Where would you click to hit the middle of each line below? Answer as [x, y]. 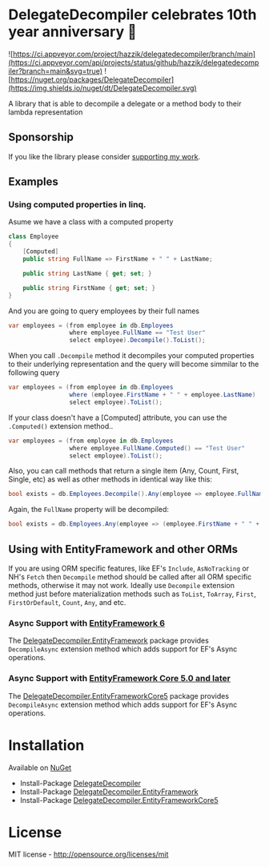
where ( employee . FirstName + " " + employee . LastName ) [163, 395]
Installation [46, 745]
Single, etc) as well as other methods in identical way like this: [110, 479]
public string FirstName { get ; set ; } [89, 288]
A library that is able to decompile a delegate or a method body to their [125, 103]
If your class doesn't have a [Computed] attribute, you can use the [118, 417]
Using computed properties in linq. [77, 204]
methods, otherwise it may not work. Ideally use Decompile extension [121, 585]
